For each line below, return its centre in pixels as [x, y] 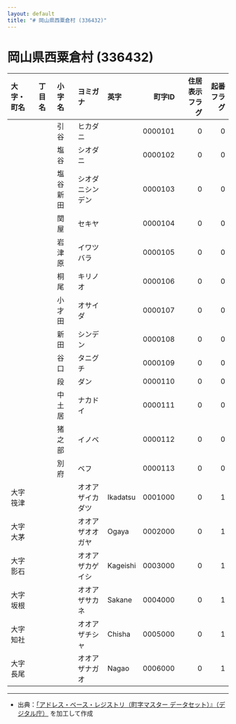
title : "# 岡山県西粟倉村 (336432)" [57, 20]
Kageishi [122, 566]
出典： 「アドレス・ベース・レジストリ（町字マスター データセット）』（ [118, 705]
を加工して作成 [72, 713]
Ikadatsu [122, 497]
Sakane [120, 600]
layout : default [31, 14]
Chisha [119, 634]
